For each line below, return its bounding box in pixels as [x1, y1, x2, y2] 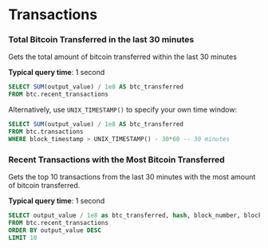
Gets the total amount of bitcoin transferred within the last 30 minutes [8, 52, 238, 61]
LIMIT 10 [8, 234, 37, 242]
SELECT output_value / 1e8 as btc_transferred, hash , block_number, [8, 211, 241, 220]
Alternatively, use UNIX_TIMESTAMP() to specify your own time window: [8, 105, 238, 115]
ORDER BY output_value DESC [8, 226, 102, 234]
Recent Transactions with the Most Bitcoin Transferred [8, 154, 225, 165]
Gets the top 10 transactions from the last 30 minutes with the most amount [8, 172, 256, 182]
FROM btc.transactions [8, 128, 84, 136]
